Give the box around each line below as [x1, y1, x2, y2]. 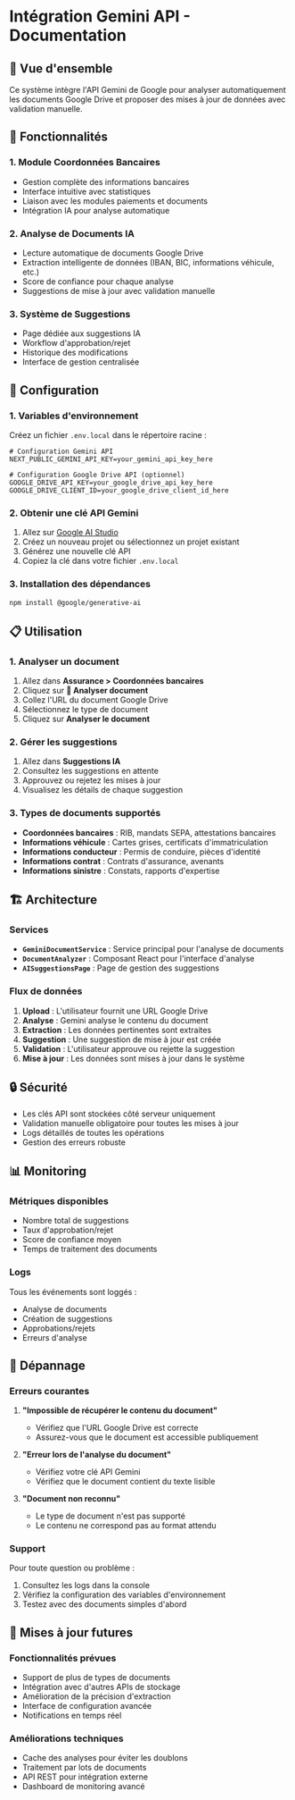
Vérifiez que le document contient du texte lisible [35, 1476, 216, 1487]
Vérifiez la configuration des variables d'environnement [21, 1589, 226, 1601]
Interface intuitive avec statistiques [21, 186, 152, 197]
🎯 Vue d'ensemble [9, 61, 113, 76]
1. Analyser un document [9, 655, 119, 668]
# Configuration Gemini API [9, 447, 114, 456]
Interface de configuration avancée [21, 1701, 152, 1712]
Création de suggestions [21, 1313, 113, 1324]
